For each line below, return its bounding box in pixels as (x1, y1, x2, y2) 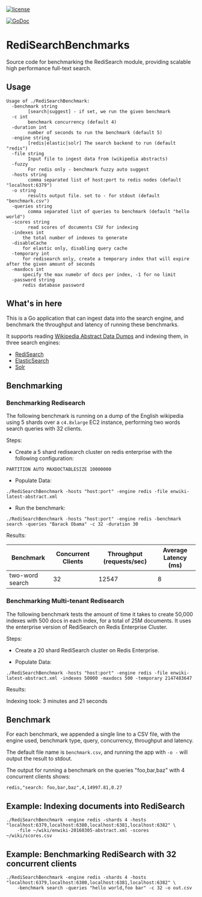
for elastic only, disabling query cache (22, 245, 128, 251)
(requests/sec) (103, 557, 147, 566)
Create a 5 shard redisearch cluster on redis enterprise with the (14, 448, 173, 456)
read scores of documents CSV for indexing (28, 224, 138, 230)
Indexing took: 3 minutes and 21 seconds (6, 697, 108, 705)
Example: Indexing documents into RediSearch (6, 801, 185, 811)
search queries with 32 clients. (6, 425, 82, 432)
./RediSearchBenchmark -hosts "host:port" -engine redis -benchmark (6, 516, 182, 522)
